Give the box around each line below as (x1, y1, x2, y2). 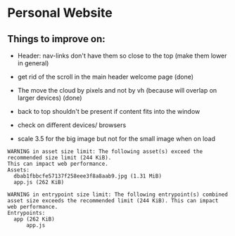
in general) (17, 59, 49, 67)
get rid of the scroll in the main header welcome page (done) (17, 72, 194, 81)
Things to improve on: (7, 33, 106, 45)
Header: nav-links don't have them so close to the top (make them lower (17, 51, 227, 60)
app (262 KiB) (13, 216, 55, 223)
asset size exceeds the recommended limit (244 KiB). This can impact (7, 197, 219, 204)
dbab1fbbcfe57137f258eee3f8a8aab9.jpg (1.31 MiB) (13, 173, 162, 180)
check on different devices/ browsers (17, 121, 127, 129)
